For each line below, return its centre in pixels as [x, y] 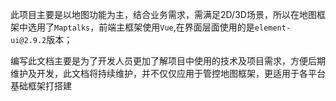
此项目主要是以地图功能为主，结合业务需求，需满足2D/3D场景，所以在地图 [163, 14]
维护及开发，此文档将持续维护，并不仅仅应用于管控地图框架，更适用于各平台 [168, 73]
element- [273, 28]
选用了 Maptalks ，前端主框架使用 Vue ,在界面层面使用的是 [141, 27]
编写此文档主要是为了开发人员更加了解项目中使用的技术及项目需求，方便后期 [168, 61]
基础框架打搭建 [41, 86]
